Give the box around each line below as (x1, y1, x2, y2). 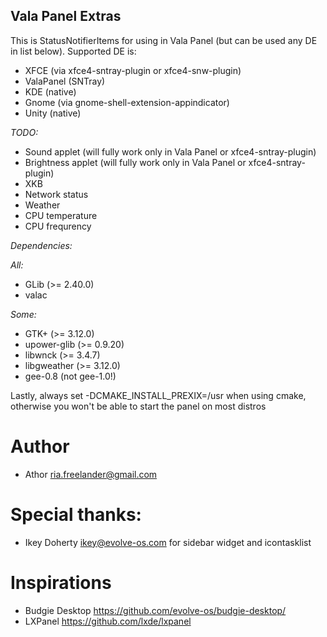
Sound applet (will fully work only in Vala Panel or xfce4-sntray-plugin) (24, 145, 317, 158)
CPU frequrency (24, 220, 92, 232)
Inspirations (10, 571, 112, 594)
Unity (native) (24, 107, 82, 119)
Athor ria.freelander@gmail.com (24, 468, 158, 480)
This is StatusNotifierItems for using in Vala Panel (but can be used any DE (10, 34, 318, 46)
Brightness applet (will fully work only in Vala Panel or (24, 156, 247, 168)
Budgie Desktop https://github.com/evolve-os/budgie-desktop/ (24, 604, 287, 616)
